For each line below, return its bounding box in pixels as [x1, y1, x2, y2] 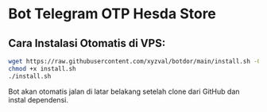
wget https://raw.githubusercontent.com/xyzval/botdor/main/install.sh [8, 57, 250, 65]
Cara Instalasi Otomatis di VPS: [8, 37, 166, 50]
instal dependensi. [8, 95, 69, 104]
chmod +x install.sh [8, 64, 77, 72]
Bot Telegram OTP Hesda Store [8, 5, 217, 23]
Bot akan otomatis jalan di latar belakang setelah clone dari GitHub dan [8, 87, 240, 96]
